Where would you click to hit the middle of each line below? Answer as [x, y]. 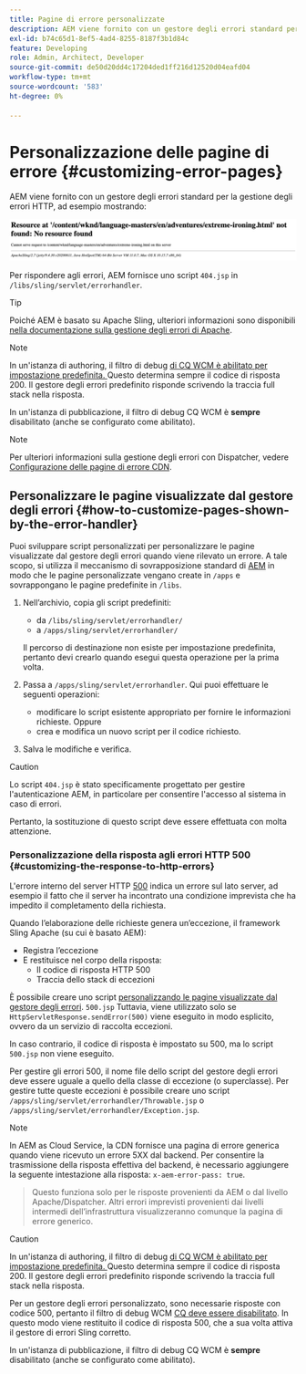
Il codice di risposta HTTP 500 [93, 970]
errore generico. [62, 1222]
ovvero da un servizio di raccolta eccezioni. [91, 1026]
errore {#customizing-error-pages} [147, 171]
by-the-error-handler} [74, 524]
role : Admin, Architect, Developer [77, 58]
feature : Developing [49, 48]
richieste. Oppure [69, 722]
